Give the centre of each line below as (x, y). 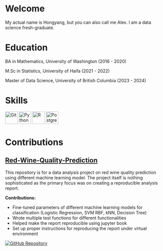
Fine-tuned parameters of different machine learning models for (77, 207)
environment (25, 234)
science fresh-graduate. (30, 27)
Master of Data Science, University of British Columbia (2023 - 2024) (76, 80)
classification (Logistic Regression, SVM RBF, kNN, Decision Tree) (80, 212)
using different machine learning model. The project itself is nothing (74, 177)
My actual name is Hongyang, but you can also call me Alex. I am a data (78, 22)
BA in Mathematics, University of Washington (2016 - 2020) (66, 61)
